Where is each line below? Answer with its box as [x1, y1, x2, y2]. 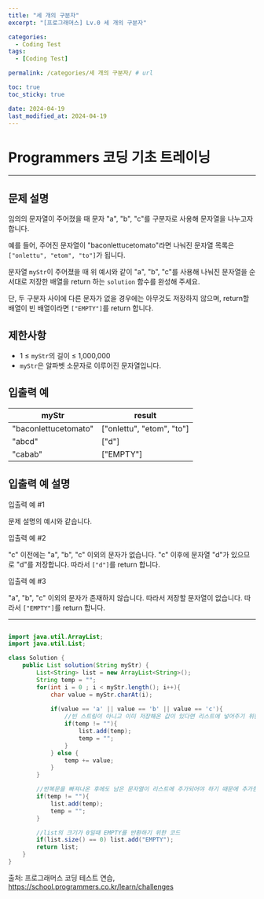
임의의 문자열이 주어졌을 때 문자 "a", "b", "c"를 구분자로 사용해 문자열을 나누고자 [8, 214, 254, 224]
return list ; [36, 843, 79, 851]
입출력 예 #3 [8, 576, 46, 585]
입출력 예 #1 [8, 500, 45, 509]
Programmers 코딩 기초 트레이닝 [8, 149, 211, 166]
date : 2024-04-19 [8, 105, 65, 112]
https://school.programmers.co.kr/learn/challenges [8, 882, 174, 891]
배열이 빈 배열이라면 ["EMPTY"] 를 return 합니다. [8, 303, 154, 313]
